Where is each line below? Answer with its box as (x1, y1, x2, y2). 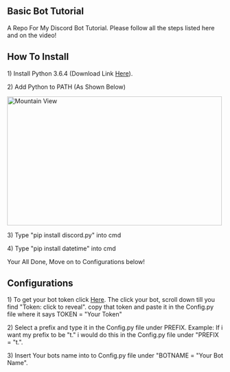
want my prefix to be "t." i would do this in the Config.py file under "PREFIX (7, 331, 220, 339)
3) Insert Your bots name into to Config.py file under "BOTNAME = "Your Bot (7, 351, 224, 360)
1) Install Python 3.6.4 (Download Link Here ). (7, 69, 133, 78)
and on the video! (7, 31, 57, 39)
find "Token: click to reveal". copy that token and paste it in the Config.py (7, 303, 214, 311)
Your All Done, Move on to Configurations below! (7, 257, 146, 265)
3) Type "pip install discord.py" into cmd (7, 230, 122, 239)
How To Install (7, 51, 69, 63)
